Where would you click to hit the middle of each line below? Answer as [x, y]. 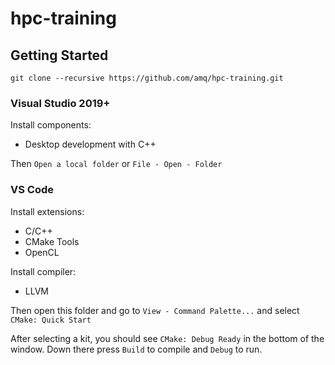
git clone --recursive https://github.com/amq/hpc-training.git [147, 78]
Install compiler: [43, 271]
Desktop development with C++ [90, 144]
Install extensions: [47, 211]
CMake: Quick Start [51, 320]
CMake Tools [52, 241]
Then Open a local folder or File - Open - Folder [116, 164]
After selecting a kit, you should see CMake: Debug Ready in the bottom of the [167, 338]
